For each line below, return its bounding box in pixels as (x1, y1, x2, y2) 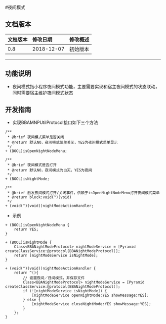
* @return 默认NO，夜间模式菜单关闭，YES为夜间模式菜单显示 (7, 140, 118, 145)
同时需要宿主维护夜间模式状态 (12, 90, 73, 96)
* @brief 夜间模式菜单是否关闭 (7, 135, 64, 140)
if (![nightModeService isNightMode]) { (23, 289, 107, 294)
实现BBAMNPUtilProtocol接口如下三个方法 (12, 119, 98, 125)
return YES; (14, 227, 39, 232)
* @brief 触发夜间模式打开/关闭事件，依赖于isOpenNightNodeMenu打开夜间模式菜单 (7, 190, 160, 196)
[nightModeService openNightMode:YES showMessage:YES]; (31, 293, 149, 298)
